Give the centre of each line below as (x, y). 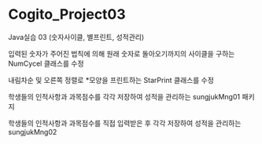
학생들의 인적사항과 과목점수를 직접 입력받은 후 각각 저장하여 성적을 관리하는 (125, 123)
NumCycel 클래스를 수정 (46, 63)
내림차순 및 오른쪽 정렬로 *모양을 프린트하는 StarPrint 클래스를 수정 (111, 80)
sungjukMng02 (33, 131)
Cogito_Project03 (67, 14)
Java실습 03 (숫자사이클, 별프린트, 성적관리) (76, 37)
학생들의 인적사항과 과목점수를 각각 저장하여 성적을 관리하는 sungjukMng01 (124, 96)
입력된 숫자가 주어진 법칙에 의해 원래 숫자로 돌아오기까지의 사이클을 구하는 (122, 53)
